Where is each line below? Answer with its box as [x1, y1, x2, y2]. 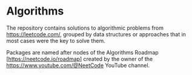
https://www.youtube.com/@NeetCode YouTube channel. [6, 62, 150, 69]
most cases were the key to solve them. [6, 37, 105, 44]
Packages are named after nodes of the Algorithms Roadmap [6, 48, 159, 56]
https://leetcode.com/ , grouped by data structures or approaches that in [6, 30, 187, 37]
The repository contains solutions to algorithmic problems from [6, 24, 164, 31]
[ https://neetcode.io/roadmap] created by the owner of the [6, 55, 153, 62]
